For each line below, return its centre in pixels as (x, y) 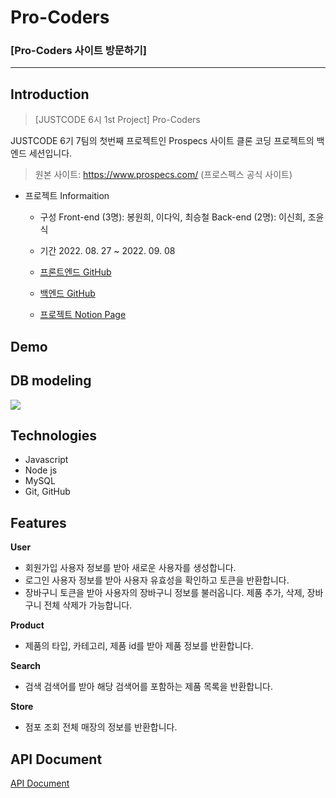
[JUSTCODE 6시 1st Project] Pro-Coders (117, 120)
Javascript (46, 460)
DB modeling (51, 381)
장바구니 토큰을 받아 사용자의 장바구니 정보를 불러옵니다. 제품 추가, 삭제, (164, 593)
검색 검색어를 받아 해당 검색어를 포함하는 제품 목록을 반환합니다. (148, 687)
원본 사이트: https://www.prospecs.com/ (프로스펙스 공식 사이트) (163, 175)
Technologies (54, 435)
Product (27, 625)
